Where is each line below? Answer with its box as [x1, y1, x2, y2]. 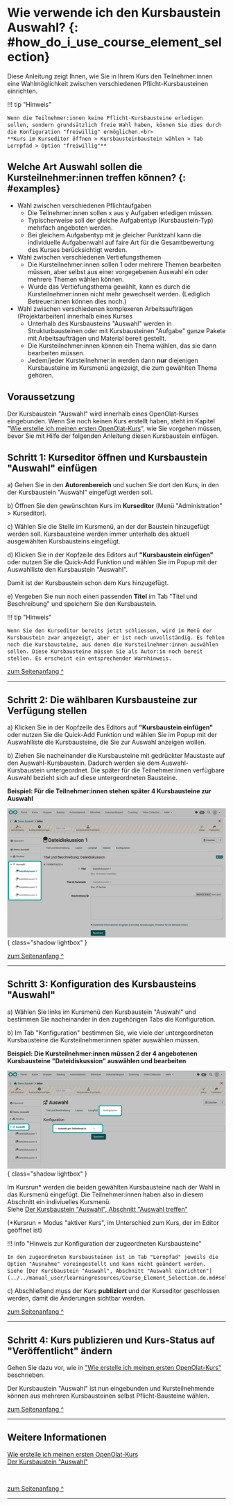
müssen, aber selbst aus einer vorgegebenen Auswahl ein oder [27, 267, 209, 276]
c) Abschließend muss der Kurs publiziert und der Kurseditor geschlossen [7, 1287, 220, 1295]
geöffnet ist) [7, 1226, 43, 1235]
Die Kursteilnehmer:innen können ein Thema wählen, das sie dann [27, 341, 217, 350]
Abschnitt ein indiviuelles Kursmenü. [7, 1198, 111, 1206]
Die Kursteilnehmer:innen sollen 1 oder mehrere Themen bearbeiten [27, 260, 221, 269]
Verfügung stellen [7, 704, 87, 716]
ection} [7, 49, 51, 65]
